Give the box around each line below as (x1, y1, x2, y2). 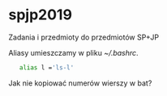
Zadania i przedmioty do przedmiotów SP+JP (8, 32, 160, 42)
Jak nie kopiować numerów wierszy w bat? (8, 78, 152, 88)
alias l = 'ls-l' (19, 63, 75, 72)
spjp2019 (8, 6, 73, 24)
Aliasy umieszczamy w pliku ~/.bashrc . (8, 48, 139, 57)
